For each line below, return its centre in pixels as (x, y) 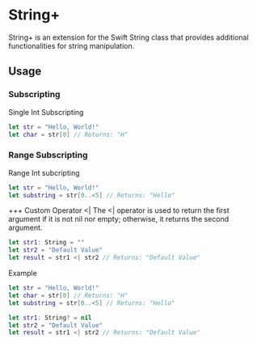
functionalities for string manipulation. (72, 45)
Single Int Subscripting (46, 112)
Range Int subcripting (44, 172)
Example (23, 274)
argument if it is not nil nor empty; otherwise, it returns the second (119, 219)
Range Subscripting (48, 155)
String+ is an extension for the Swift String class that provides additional (128, 37)
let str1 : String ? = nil (50, 317)
